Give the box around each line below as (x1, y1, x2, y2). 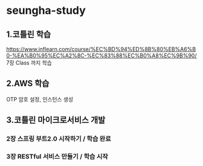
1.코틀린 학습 (6, 29, 51, 39)
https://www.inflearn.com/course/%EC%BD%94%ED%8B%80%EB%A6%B (6, 46, 196, 53)
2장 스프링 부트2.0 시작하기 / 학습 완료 (6, 135, 111, 143)
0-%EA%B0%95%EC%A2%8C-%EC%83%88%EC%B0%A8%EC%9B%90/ (6, 52, 197, 59)
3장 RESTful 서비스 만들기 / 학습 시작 (6, 152, 109, 161)
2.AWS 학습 (6, 78, 50, 89)
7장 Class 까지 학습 (6, 59, 53, 66)
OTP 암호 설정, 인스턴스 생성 (6, 95, 74, 103)
